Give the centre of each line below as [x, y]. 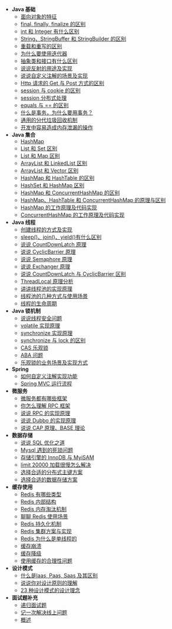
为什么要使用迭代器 [44, 53]
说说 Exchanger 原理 [45, 266]
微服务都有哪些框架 [44, 398]
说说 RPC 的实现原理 [45, 413]
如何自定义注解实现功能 [49, 376]
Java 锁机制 [26, 311]
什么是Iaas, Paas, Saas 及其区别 [59, 576]
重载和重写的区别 [41, 46]
